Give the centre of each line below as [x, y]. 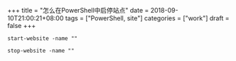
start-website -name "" [43, 39]
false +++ [22, 26]
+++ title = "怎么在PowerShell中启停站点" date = [78, 10]
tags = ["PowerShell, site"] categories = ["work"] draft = [147, 18]
